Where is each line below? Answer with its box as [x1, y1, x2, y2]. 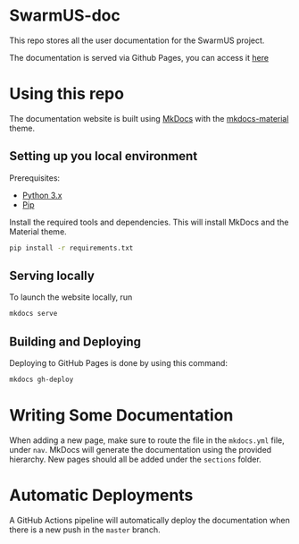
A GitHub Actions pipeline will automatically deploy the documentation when [9, 514, 290, 525]
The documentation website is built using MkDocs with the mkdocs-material [9, 113, 289, 123]
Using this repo [9, 84, 125, 104]
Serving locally [9, 268, 96, 283]
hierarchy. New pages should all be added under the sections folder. [9, 454, 262, 464]
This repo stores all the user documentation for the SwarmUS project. [9, 35, 265, 46]
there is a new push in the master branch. [9, 524, 161, 535]
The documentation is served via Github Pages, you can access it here [9, 52, 270, 63]
